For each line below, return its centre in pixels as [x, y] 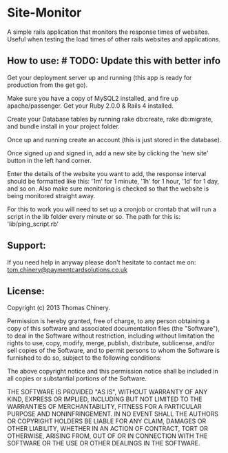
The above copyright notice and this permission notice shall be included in [113, 372]
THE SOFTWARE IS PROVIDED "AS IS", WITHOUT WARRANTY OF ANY [107, 392]
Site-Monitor [44, 13]
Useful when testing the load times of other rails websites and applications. [114, 39]
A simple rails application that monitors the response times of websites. [108, 32]
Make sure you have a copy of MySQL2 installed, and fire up [93, 98]
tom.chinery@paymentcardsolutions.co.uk [67, 269]
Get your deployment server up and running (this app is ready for [100, 77]
